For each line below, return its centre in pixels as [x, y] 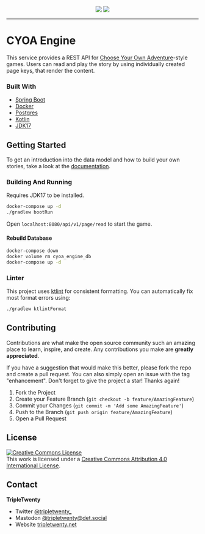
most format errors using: [38, 298]
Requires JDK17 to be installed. [45, 195]
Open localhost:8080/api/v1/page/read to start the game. [79, 224]
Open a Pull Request [41, 418]
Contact [22, 485]
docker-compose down [33, 251]
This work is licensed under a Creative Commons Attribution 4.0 [87, 459]
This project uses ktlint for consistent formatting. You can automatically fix [100, 291]
